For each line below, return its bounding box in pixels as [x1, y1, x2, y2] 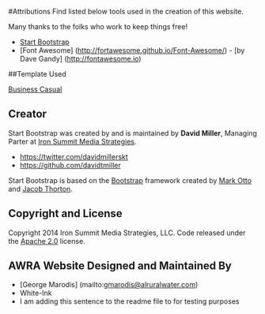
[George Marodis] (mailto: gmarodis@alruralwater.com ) [19, 280, 199, 290]
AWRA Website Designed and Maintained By [8, 260, 232, 273]
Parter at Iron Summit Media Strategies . [8, 136, 137, 146]
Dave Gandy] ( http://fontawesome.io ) [19, 54, 142, 63]
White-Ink [19, 288, 53, 298]
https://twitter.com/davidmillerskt [19, 151, 128, 161]
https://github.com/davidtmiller [19, 160, 121, 170]
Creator [8, 107, 47, 121]
